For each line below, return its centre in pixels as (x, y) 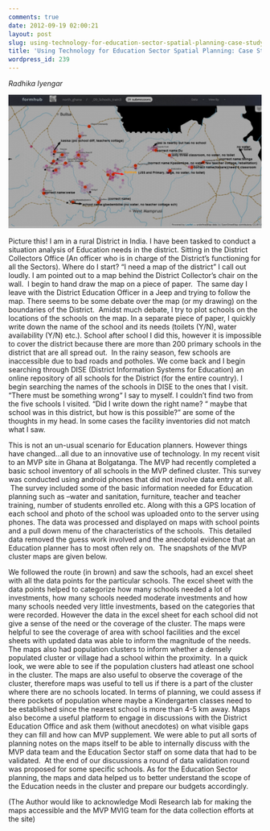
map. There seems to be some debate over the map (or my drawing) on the (133, 301)
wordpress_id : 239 (39, 60)
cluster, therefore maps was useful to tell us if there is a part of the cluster (131, 683)
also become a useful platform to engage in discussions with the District (128, 717)
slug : (17, 43)
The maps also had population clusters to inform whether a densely (120, 649)
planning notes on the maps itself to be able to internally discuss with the (129, 743)
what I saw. (27, 429)
